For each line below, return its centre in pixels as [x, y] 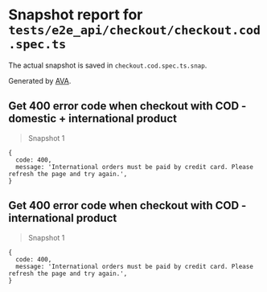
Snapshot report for [76, 15]
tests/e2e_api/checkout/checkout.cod [135, 30]
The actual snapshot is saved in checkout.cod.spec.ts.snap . [108, 65]
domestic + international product [92, 119]
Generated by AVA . [40, 80]
